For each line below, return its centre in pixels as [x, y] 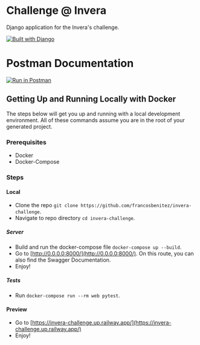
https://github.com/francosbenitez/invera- [136, 206]
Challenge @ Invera [56, 11]
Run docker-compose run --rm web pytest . [67, 295]
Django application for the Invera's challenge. [63, 27]
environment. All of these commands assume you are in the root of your [96, 120]
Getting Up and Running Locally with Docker [91, 99]
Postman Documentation [70, 63]
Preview [17, 309]
